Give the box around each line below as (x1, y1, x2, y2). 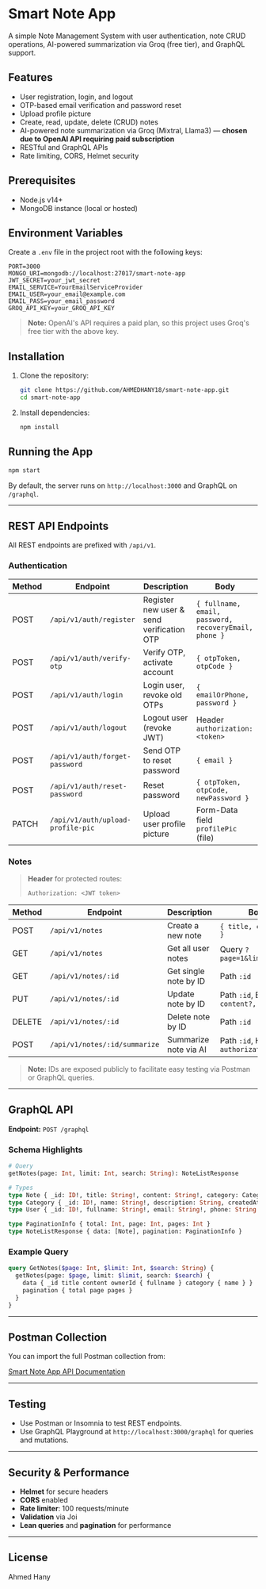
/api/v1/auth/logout (50, 723, 127, 732)
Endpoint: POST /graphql (8, 1124, 89, 1134)
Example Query (8, 1246, 69, 1257)
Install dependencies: (19, 408, 90, 417)
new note (167, 930, 202, 941)
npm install (19, 423, 59, 431)
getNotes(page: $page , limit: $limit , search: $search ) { (15, 1272, 211, 1280)
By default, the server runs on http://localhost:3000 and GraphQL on (8, 481, 237, 490)
